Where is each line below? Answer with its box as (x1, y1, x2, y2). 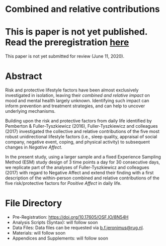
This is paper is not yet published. (5, 26, 148, 38)
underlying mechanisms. (5, 108, 56, 114)
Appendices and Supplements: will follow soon (12, 235, 108, 241)
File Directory (5, 198, 62, 209)
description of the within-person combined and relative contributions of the (5, 175, 160, 181)
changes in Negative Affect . (5, 144, 63, 150)
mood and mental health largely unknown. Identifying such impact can (5, 98, 150, 104)
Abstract (5, 71, 42, 82)
